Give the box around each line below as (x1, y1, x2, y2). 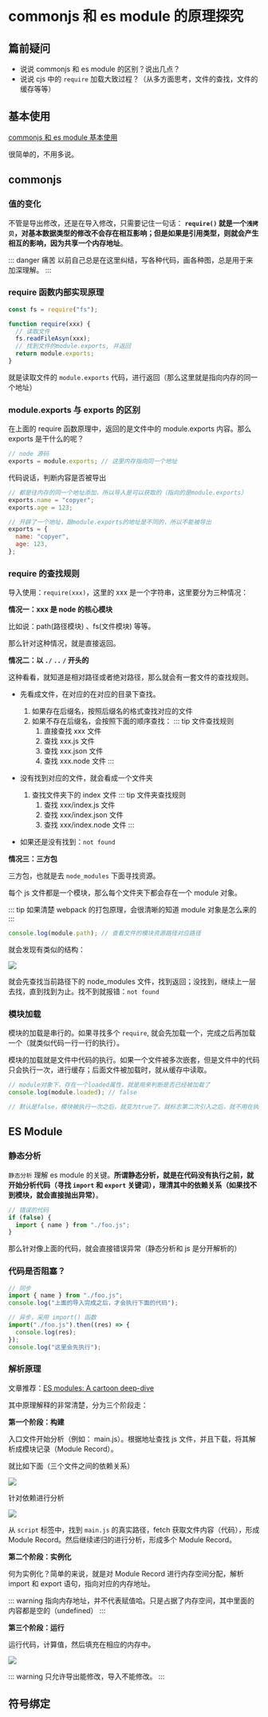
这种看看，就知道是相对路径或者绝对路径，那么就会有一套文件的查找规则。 (8, 672, 253, 682)
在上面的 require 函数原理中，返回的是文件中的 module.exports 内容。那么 (8, 424, 252, 433)
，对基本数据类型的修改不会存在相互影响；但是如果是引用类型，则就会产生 (14, 228, 259, 238)
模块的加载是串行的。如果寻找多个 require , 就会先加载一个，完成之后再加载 (8, 1028, 257, 1038)
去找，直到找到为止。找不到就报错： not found (8, 987, 160, 996)
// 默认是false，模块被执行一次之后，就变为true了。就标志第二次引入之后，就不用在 (8, 1103, 254, 1111)
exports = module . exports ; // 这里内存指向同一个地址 (8, 457, 178, 465)
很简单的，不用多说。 (8, 149, 78, 159)
